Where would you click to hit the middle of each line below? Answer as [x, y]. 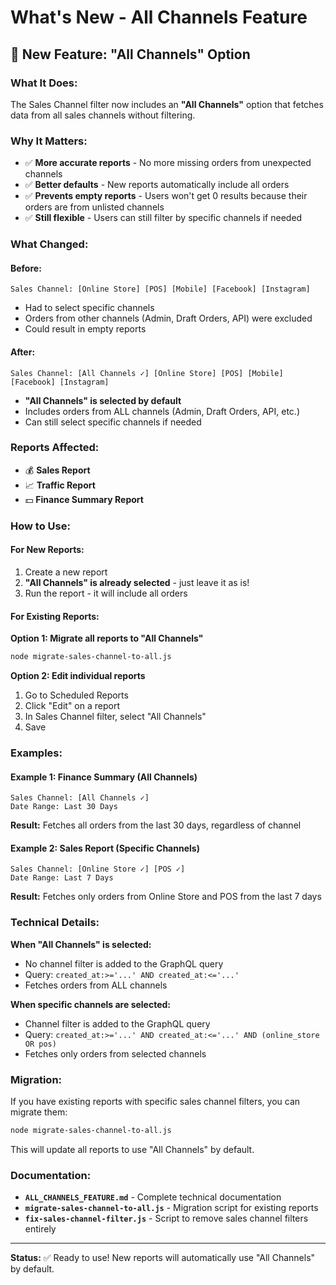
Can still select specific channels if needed [113, 422]
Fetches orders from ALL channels [96, 985]
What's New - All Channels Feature [159, 17]
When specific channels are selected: [91, 1004]
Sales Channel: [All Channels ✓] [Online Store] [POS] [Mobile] [147, 373]
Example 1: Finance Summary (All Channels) [104, 777]
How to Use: [40, 526]
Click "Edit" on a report [72, 705]
